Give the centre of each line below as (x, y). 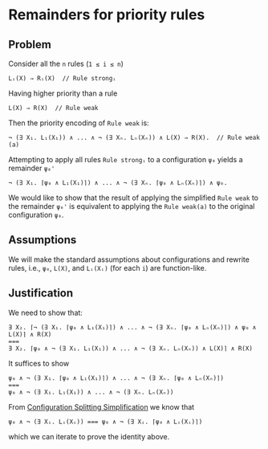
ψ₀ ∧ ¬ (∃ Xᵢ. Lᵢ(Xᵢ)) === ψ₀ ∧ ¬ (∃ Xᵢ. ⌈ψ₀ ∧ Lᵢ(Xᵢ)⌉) (106, 422)
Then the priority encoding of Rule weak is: (79, 123)
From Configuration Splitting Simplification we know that (102, 406)
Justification (41, 294)
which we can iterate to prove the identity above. (89, 436)
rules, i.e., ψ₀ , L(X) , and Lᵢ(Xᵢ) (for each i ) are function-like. (108, 267)
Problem (30, 45)
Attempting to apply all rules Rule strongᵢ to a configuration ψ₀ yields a (126, 159)
